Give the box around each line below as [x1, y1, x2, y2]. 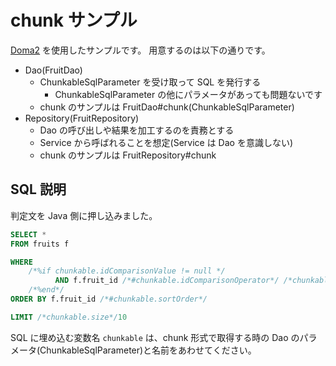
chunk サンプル [10, 9, 138, 32]
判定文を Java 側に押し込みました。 [10, 209, 158, 221]
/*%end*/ [28, 285, 65, 295]
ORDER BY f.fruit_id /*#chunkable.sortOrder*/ [10, 294, 208, 304]
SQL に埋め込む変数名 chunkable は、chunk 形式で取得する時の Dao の [10, 331, 300, 343]
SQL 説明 [10, 181, 67, 198]
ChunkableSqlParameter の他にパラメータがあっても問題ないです [54, 88, 323, 100]
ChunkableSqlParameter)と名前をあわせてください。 [39, 344, 257, 356]
